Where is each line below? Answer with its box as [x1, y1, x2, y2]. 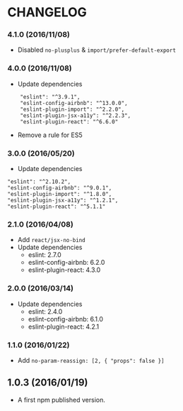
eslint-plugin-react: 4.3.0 [28, 265, 101, 274]
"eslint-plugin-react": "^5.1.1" [7, 203, 106, 210]
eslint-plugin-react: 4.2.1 [28, 322, 100, 331]
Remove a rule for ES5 [17, 131, 83, 139]
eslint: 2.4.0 [28, 307, 63, 316]
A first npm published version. [17, 395, 106, 404]
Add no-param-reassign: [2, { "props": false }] [17, 356, 165, 364]
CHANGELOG [7, 4, 87, 21]
